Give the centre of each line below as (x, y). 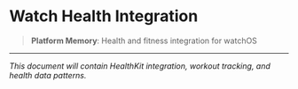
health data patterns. (48, 75)
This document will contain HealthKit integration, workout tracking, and (140, 66)
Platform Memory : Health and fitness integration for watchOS (144, 41)
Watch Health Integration (104, 16)
